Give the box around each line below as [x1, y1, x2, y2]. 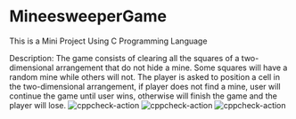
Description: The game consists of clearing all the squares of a [9, 52, 240, 63]
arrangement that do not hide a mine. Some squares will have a [55, 62, 288, 73]
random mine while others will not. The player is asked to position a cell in [9, 71, 281, 82]
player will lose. [9, 99, 67, 110]
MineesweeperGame [9, 6, 168, 27]
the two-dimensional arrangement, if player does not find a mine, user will [9, 81, 281, 91]
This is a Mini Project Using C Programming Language [9, 36, 208, 46]
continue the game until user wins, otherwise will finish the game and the [9, 91, 278, 101]
